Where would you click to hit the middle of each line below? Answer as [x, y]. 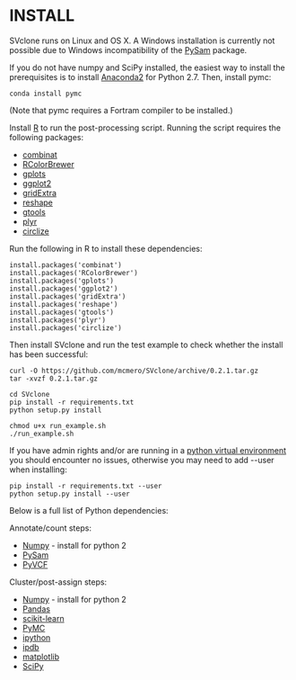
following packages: [47, 137]
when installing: [38, 470]
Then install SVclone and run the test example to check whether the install [146, 344]
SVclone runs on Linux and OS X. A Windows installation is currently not [142, 40]
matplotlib [41, 657]
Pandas [36, 609]
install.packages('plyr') [57, 320]
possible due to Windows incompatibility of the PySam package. [128, 49]
